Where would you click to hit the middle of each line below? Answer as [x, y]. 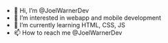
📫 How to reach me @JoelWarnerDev [68, 33]
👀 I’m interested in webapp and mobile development [87, 18]
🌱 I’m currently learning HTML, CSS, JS [69, 25]
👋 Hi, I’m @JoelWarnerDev [51, 11]
